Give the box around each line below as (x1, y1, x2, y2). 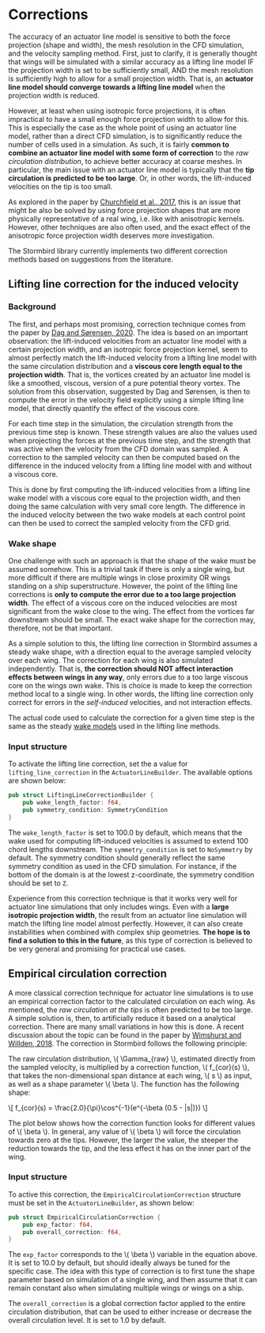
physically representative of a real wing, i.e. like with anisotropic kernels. (8, 214, 245, 223)
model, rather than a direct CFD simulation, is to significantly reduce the (8, 131, 243, 140)
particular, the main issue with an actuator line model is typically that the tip (8, 165, 255, 174)
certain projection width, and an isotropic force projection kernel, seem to (8, 345, 248, 354)
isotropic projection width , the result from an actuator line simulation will (8, 910, 248, 920)
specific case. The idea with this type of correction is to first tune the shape (8, 1266, 256, 1276)
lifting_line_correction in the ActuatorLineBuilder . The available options (8, 767, 253, 777)
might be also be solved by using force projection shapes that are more (8, 205, 240, 215)
